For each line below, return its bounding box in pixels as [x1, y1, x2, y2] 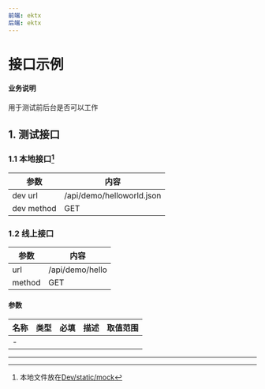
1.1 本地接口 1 [8, 152, 55, 164]
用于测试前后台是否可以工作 [8, 102, 99, 111]
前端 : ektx [8, 11, 42, 20]
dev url [12, 191, 38, 202]
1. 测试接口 [8, 128, 61, 142]
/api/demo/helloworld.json [64, 191, 162, 202]
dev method [12, 203, 57, 214]
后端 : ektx [8, 19, 42, 27]
